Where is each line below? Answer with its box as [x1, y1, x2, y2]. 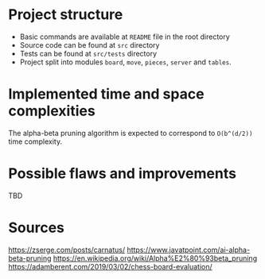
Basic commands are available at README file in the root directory [19, 32, 231, 41]
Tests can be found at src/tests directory [19, 48, 158, 58]
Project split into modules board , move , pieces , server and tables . [19, 57, 232, 67]
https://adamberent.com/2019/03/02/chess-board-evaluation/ [8, 262, 212, 271]
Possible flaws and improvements [8, 165, 237, 183]
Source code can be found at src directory [19, 40, 160, 49]
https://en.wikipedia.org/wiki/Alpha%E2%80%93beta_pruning [53, 253, 257, 263]
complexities [8, 102, 95, 120]
